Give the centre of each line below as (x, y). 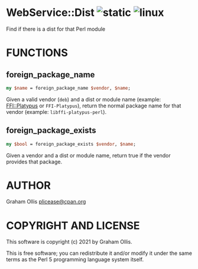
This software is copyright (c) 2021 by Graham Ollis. (69, 242)
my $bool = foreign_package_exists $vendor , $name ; (71, 144)
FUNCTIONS (37, 53)
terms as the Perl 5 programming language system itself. (75, 260)
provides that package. (34, 162)
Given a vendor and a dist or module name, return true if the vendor (88, 155)
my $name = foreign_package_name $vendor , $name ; (69, 88)
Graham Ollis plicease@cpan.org (46, 202)
